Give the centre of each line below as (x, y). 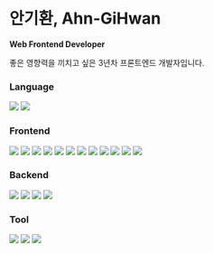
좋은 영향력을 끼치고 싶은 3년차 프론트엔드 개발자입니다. (107, 62)
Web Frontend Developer (57, 44)
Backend (29, 175)
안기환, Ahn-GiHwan (85, 19)
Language (32, 87)
